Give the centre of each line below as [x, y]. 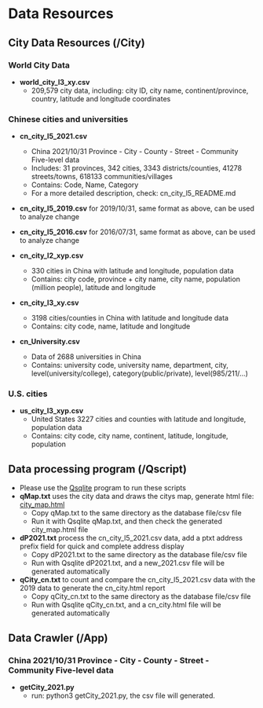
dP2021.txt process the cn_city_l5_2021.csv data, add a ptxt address [131, 538]
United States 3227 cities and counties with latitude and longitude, [139, 419]
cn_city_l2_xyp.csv [51, 255]
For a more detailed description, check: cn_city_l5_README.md [133, 193]
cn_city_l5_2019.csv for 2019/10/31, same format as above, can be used [137, 208]
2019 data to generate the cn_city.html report [92, 588]
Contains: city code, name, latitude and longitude [111, 326]
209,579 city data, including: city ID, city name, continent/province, [140, 90]
